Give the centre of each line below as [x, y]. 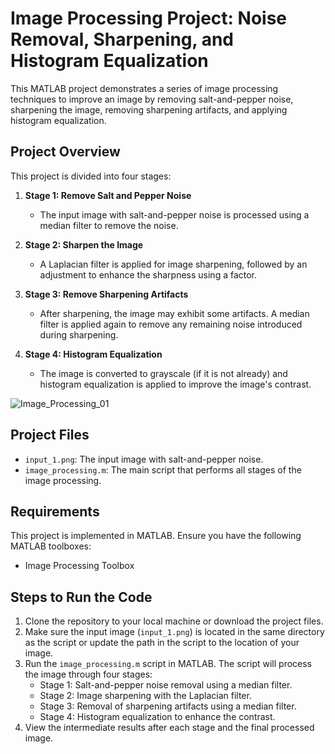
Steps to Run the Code [81, 597]
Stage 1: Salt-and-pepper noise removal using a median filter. [166, 685]
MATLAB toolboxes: [51, 546]
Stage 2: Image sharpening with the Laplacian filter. [145, 696]
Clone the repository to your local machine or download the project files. [174, 621]
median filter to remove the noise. [109, 225]
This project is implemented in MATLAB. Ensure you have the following [156, 536]
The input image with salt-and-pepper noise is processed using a [174, 214]
